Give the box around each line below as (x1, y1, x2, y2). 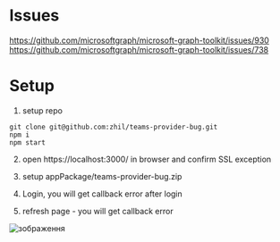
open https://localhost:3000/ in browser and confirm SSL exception (21, 154, 272, 164)
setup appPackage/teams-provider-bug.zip (21, 171, 182, 181)
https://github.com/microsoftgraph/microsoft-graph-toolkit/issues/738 (9, 44, 269, 54)
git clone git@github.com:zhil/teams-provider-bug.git (9, 122, 218, 131)
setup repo (21, 104, 63, 116)
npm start (9, 138, 47, 147)
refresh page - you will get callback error (21, 205, 174, 216)
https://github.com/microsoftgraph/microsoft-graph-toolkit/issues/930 (9, 35, 270, 46)
